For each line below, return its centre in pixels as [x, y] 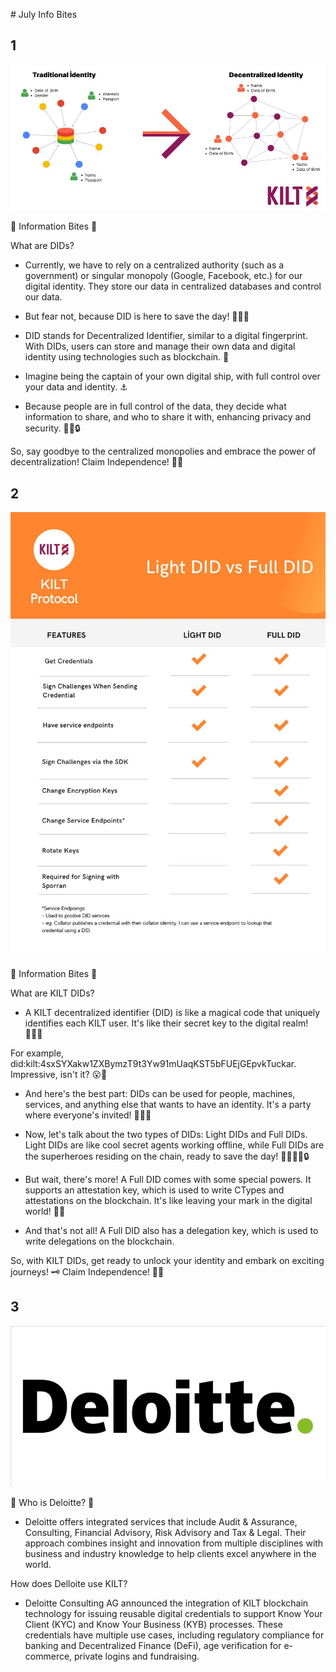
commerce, [48, 1656]
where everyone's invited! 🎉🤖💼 [88, 1115]
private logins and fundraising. [137, 1656]
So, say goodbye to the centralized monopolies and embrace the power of [163, 451]
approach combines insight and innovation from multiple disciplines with [174, 1543]
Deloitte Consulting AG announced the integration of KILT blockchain [166, 1603]
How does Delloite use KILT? [69, 1583]
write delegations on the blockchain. [99, 1241]
